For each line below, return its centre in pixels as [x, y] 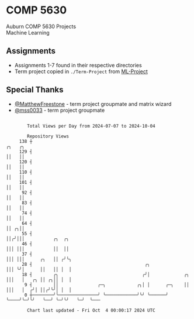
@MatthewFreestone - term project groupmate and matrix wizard [93, 104]
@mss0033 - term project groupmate [60, 110]
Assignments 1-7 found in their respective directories [78, 65]
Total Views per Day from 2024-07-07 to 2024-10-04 [91, 126]
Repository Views [48, 136]
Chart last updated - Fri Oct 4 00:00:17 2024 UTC [91, 310]
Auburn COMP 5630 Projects [41, 26]
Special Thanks [35, 90]
